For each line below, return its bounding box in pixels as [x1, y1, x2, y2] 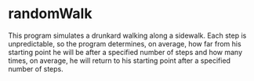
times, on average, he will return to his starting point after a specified [8, 56, 231, 65]
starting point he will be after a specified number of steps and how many [8, 47, 243, 57]
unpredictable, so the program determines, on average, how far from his [8, 39, 241, 48]
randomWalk [8, 5, 93, 23]
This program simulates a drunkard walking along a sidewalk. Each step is [8, 31, 247, 40]
